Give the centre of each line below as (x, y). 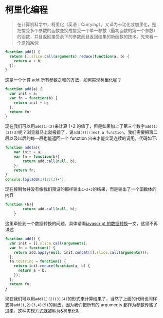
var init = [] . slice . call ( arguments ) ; (49, 243)
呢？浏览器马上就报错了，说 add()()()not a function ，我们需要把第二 (88, 132)
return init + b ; (31, 103)
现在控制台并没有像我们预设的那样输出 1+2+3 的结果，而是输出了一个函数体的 (81, 189)
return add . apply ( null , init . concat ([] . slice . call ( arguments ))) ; (81, 252)
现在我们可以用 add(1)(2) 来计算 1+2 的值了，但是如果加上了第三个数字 (75, 126)
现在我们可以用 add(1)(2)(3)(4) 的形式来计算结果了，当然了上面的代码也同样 (81, 299)
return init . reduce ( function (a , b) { (52, 266)
